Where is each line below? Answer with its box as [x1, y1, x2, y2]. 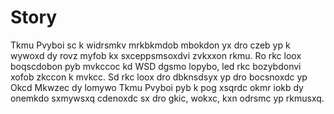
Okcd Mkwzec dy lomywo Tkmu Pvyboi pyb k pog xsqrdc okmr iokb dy [10, 81, 304, 93]
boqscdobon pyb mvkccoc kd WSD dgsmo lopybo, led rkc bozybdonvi [10, 60, 302, 72]
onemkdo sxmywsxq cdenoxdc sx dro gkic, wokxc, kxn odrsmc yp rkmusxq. [10, 92, 325, 104]
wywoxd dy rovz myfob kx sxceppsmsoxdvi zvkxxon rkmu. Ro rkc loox [10, 49, 302, 61]
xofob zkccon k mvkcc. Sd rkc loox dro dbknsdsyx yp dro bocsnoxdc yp [10, 71, 308, 83]
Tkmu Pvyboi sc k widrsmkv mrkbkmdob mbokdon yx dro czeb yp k [10, 39, 291, 51]
